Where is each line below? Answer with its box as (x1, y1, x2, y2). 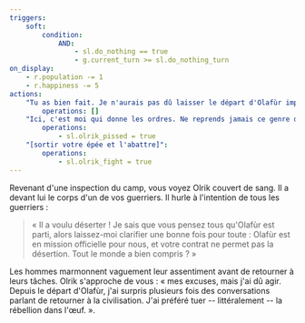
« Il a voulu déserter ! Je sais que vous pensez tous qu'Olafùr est (31, 219, 275, 230)
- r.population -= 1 (25, 73, 103, 82)
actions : (9, 89, 43, 98)
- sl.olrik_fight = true (57, 156, 152, 167)
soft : (25, 22, 47, 31)
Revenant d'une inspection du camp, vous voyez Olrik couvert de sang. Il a (9, 182, 289, 193)
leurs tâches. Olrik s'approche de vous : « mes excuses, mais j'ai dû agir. (9, 275, 281, 287)
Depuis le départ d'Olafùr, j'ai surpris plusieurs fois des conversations (9, 285, 271, 296)
